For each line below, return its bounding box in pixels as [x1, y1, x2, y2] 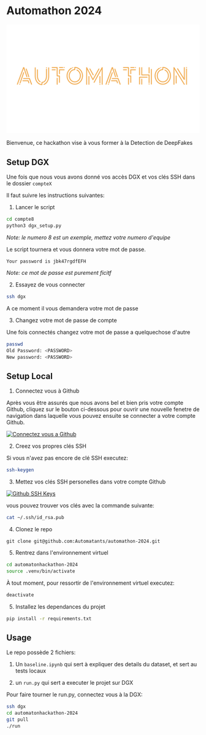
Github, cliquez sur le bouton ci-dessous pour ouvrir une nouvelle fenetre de [6, 406, 200, 413]
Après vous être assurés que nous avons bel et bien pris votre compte [6, 399, 184, 407]
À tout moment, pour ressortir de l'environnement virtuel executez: [6, 579, 175, 587]
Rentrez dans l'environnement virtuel [15, 549, 109, 556]
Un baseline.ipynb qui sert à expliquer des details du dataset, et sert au [15, 661, 197, 668]
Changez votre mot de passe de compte [15, 317, 118, 324]
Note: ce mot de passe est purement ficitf [6, 269, 112, 276]
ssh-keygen [6, 467, 34, 473]
